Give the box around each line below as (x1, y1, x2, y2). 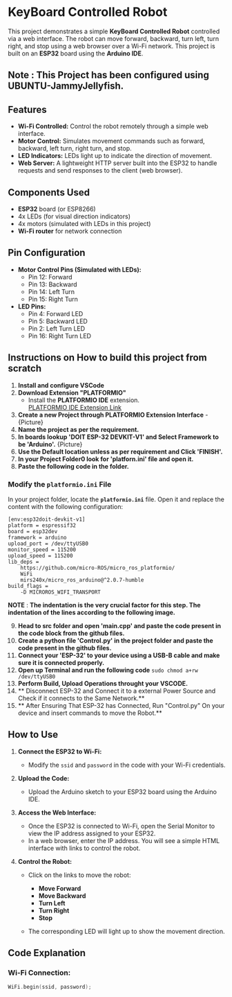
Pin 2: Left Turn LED (28, 324, 86, 333)
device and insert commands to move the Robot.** (17, 709, 163, 717)
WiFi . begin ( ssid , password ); (8, 984, 92, 991)
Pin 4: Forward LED (28, 309, 84, 318)
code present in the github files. (17, 643, 112, 652)
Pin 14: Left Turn (28, 287, 75, 295)
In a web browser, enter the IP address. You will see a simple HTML (28, 836, 220, 844)
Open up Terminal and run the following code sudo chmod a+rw (17, 666, 199, 674)
